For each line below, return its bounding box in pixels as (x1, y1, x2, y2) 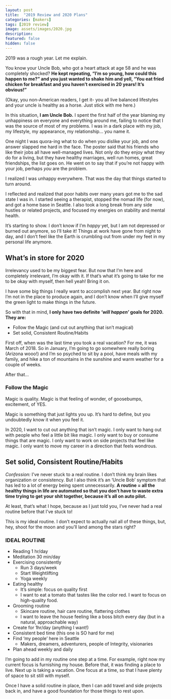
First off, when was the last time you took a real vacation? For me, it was (5, 339, 157, 346)
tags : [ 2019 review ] (5, 22, 50, 27)
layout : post (5, 7, 33, 13)
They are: (5, 314, 27, 320)
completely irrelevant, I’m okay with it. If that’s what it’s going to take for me (5, 273, 164, 279)
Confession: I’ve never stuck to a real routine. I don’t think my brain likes (5, 471, 157, 477)
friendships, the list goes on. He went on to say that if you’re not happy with (5, 160, 165, 166)
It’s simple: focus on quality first (20, 586, 88, 592)
